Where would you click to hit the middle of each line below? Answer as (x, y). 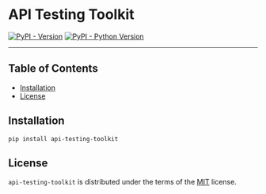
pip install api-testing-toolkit (63, 139)
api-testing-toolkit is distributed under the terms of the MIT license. (123, 182)
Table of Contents (53, 69)
